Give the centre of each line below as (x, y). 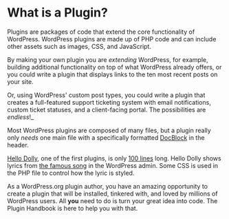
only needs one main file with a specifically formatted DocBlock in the (106, 137)
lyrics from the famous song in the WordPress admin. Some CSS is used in (113, 165)
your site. (20, 81)
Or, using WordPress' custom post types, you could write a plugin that (106, 95)
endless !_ (21, 117)
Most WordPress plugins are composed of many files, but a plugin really (109, 130)
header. (18, 145)
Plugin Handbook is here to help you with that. (73, 208)
